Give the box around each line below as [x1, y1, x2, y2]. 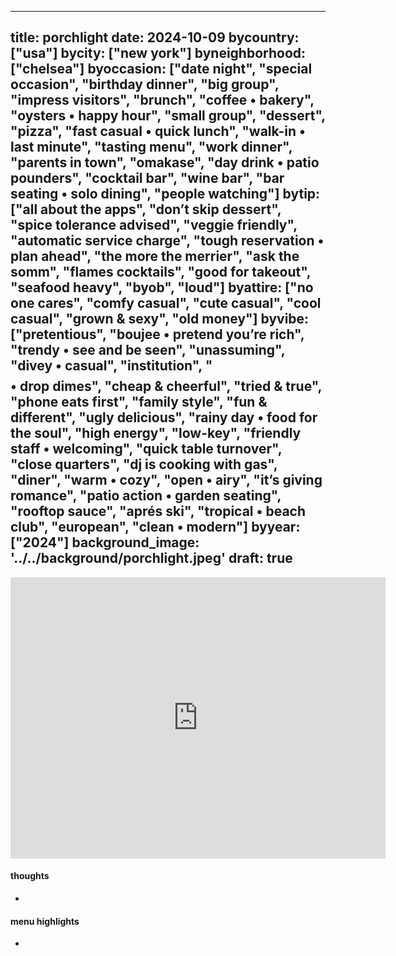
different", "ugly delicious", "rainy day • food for [10, 409, 318, 426]
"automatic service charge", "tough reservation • [10, 232, 325, 250]
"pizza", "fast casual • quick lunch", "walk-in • [10, 123, 307, 140]
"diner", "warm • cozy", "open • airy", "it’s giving [10, 472, 323, 489]
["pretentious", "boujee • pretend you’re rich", [10, 326, 305, 343]
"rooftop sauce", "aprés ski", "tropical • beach [10, 503, 307, 520]
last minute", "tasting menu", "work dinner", [10, 139, 293, 156]
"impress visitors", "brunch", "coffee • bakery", [10, 92, 315, 109]
